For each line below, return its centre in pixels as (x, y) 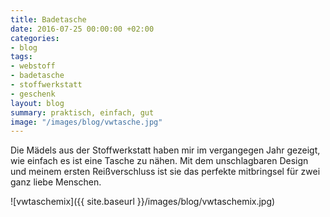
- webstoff (33, 66)
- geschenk (33, 94)
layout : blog (37, 103)
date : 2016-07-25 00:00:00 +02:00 (82, 29)
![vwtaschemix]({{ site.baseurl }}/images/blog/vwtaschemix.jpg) (143, 202)
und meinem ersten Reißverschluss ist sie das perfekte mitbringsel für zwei (165, 172)
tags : (21, 57)
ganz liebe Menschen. (56, 182)
